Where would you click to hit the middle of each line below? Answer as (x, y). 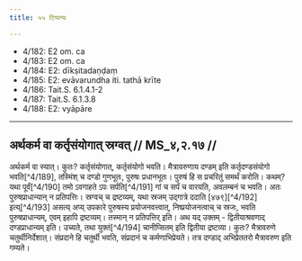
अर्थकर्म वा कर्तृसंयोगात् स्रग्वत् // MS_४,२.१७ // (113, 145)
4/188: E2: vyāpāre (57, 108)
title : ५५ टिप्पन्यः (38, 18)
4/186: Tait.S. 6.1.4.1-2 (62, 89)
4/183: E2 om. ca (53, 60)
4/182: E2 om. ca (53, 51)
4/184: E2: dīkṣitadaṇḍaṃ (70, 70)
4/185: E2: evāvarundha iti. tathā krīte (92, 80)
